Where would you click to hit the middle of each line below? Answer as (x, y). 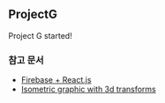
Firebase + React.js (56, 80)
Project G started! (40, 35)
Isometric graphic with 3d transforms (88, 89)
